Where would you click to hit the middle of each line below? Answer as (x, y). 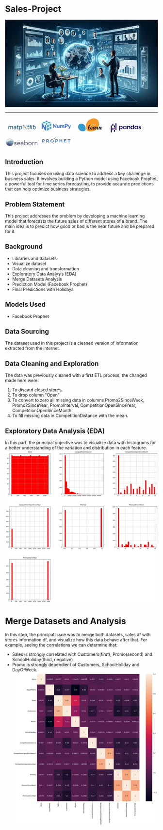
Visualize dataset (29, 264)
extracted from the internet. (33, 349)
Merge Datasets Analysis (37, 279)
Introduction (24, 162)
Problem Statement (35, 204)
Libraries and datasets (34, 258)
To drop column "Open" (36, 395)
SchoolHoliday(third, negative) (42, 660)
